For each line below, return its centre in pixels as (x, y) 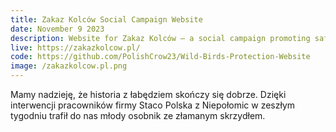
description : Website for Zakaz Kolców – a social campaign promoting (160, 38)
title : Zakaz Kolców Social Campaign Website (106, 19)
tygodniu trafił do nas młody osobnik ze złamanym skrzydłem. (138, 115)
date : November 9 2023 (57, 29)
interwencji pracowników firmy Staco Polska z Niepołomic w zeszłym (153, 105)
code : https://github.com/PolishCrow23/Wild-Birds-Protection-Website (160, 57)
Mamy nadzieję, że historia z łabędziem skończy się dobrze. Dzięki (148, 94)
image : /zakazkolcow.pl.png (69, 66)
